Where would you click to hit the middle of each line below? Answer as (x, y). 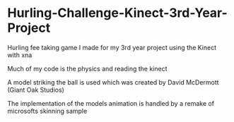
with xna (20, 55)
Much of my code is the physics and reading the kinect (87, 68)
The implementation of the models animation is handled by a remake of (111, 103)
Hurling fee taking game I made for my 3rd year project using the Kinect (112, 47)
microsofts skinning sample (47, 111)
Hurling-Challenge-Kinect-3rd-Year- (117, 13)
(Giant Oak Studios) (36, 90)
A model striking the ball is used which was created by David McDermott (113, 82)
